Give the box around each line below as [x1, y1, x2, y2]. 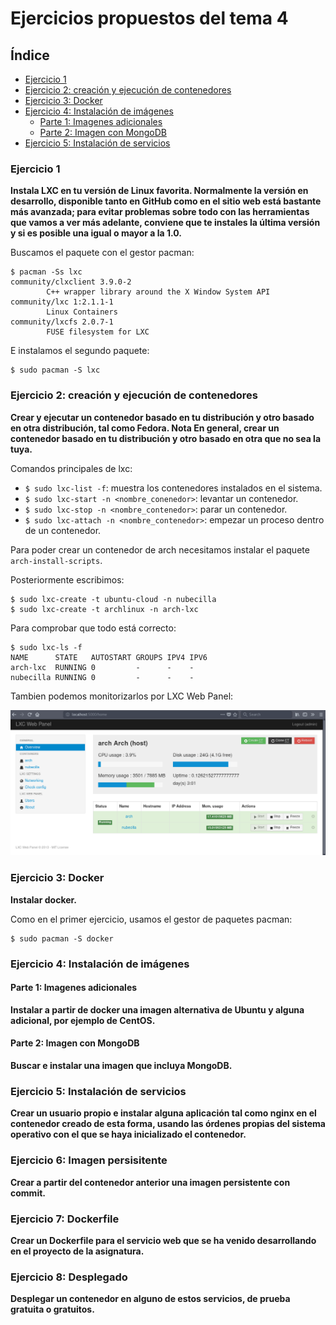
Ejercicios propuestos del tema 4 [10, 7, 289, 30]
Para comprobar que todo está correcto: [10, 622, 177, 634]
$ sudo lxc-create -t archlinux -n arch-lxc [10, 604, 199, 614]
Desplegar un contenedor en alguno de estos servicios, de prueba [10, 1293, 291, 1305]
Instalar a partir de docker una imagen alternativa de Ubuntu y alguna [10, 1003, 305, 1016]
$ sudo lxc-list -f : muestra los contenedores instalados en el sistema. [24, 482, 323, 494]
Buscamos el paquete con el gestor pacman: [10, 247, 195, 259]
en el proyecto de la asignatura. [10, 1245, 145, 1257]
